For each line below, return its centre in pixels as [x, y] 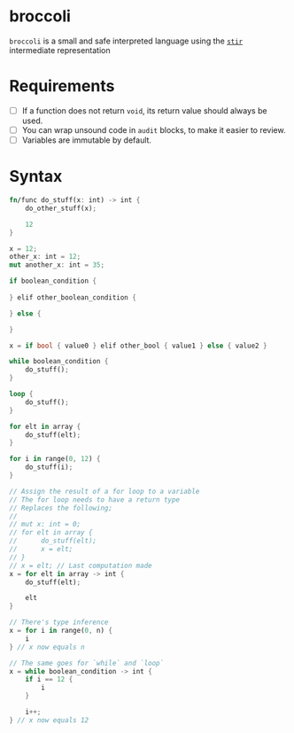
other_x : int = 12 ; [45, 257]
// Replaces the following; [61, 508]
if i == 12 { [49, 680]
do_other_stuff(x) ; [61, 208]
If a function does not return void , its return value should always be [144, 110]
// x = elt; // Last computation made [81, 565]
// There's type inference [59, 622]
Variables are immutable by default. [87, 140]
